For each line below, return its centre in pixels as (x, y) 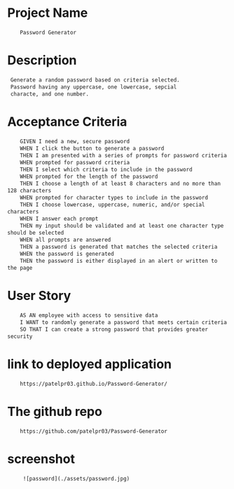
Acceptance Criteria (67, 122)
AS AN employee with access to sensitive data (89, 315)
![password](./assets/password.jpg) (76, 478)
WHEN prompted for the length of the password (89, 176)
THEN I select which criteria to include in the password (106, 169)
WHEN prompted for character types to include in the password (114, 197)
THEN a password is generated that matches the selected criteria (119, 247)
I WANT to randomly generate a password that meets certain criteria (124, 322)
